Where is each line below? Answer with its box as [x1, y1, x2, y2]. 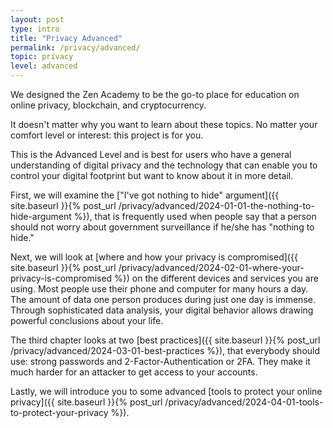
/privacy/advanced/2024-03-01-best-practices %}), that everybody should [10, 345, 321, 356]
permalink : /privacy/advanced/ [10, 42, 141, 53]
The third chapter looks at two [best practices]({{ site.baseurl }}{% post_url [10, 334, 321, 346]
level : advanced [10, 61, 78, 71]
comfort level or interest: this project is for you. [10, 129, 204, 141]
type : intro [10, 24, 60, 34]
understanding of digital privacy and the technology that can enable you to [10, 159, 318, 171]
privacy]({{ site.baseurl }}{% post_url [10, 396, 163, 408]
